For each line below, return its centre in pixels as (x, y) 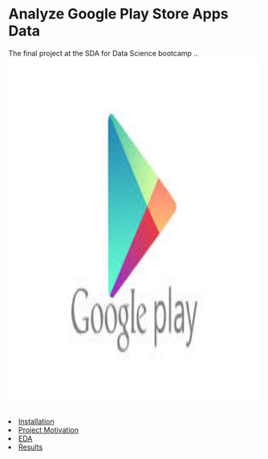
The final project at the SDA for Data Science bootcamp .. (103, 53)
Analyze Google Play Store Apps (118, 14)
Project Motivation (49, 429)
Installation (37, 421)
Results (31, 447)
